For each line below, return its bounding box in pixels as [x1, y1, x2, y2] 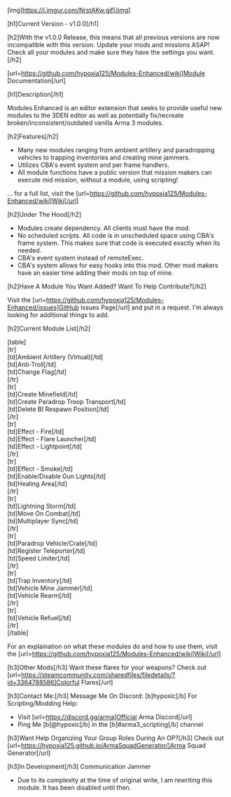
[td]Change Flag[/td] [7, 368, 66, 376]
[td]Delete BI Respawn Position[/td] [7, 405, 109, 413]
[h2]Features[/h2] [7, 133, 59, 140]
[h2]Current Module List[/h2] [7, 324, 91, 333]
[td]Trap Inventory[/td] [7, 577, 72, 584]
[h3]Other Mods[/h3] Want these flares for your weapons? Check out [7, 663, 206, 671]
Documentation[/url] [7, 76, 66, 85]
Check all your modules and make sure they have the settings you [7, 48, 197, 56]
